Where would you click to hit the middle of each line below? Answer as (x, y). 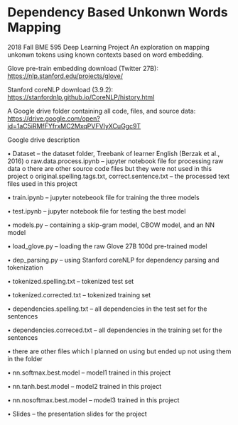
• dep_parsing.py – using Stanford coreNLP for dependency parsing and (113, 260)
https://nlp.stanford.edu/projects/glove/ (65, 76)
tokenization (26, 267)
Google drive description (44, 140)
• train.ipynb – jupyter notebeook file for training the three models (104, 197)
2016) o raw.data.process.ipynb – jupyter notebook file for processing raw (115, 161)
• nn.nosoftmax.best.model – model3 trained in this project (93, 400)
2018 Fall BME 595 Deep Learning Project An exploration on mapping (108, 47)
